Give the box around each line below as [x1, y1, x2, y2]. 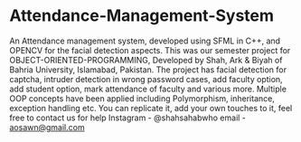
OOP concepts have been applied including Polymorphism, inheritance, [9, 92, 276, 104]
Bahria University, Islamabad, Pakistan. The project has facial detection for [9, 64, 287, 75]
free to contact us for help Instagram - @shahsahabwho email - [9, 112, 247, 123]
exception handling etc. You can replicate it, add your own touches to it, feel [9, 102, 293, 113]
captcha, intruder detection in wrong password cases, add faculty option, [9, 73, 283, 84]
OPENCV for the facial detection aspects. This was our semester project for [9, 44, 291, 55]
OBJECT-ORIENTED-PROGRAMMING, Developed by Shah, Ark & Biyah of [9, 54, 283, 65]
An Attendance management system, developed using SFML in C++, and [9, 35, 281, 46]
